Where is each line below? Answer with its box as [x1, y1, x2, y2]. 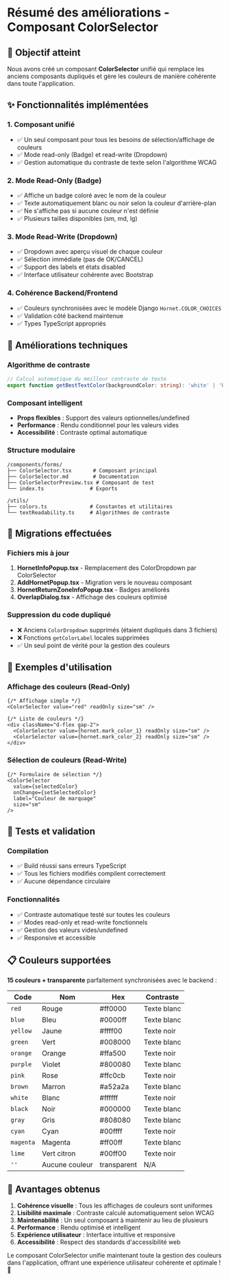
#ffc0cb [99, 1071, 125, 1081]
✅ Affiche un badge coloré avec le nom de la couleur [16, 191, 166, 200]
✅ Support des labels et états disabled [16, 263, 126, 272]
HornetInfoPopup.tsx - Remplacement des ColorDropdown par [16, 564, 196, 572]
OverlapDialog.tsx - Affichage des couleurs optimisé [16, 593, 168, 601]
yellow [10, 1027, 32, 1035]
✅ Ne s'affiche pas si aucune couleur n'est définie [16, 206, 159, 215]
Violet [42, 1059, 61, 1069]
